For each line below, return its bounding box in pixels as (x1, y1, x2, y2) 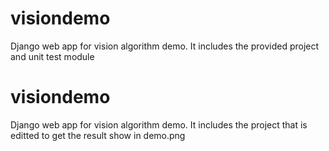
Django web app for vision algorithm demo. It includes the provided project (10, 40, 320, 52)
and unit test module (10, 50, 95, 62)
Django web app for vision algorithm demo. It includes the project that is (10, 118, 308, 131)
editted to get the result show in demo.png (10, 129, 186, 141)
